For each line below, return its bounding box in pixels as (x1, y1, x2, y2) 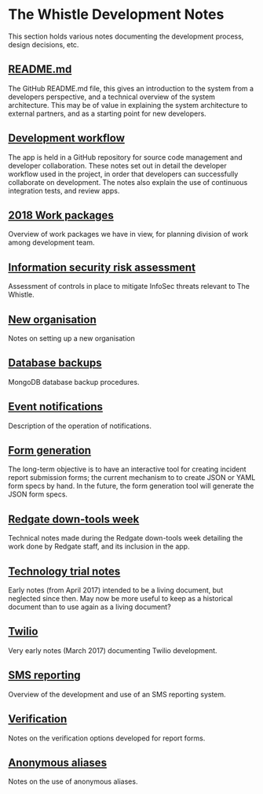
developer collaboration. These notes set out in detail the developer (8, 161, 228, 170)
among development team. (8, 238, 96, 247)
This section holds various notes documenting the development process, (8, 31, 244, 41)
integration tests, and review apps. (8, 186, 120, 195)
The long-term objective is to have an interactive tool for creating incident (8, 464, 247, 474)
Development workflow (8, 131, 126, 145)
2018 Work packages (8, 209, 114, 222)
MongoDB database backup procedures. (8, 377, 140, 386)
